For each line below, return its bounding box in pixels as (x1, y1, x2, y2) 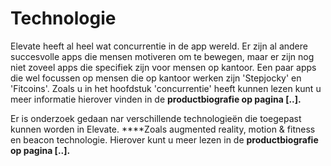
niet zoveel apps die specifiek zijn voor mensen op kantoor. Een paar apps (10, 61, 317, 73)
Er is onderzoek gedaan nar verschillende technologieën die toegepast (10, 112, 302, 124)
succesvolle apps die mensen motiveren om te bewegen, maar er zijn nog (10, 50, 315, 62)
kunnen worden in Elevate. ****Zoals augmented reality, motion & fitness (10, 123, 316, 135)
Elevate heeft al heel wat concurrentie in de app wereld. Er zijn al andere (10, 40, 308, 52)
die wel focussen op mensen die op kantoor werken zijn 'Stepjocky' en (10, 72, 302, 84)
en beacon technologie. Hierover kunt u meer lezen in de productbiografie (10, 133, 319, 146)
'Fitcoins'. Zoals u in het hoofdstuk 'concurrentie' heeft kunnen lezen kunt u (10, 82, 322, 94)
